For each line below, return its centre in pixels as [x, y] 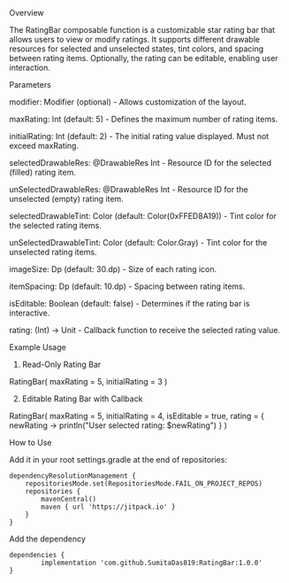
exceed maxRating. [44, 146]
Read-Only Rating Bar [61, 364]
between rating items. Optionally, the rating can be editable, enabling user [144, 58]
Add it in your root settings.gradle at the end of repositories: [118, 459]
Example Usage [38, 347]
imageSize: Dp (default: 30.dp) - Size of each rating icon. [113, 269]
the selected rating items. [55, 225]
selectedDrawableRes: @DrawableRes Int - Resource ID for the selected [141, 163]
